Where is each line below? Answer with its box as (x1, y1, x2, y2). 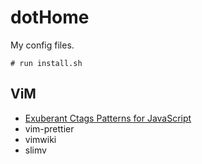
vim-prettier (24, 122, 75, 135)
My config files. (10, 39, 75, 51)
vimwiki (24, 133, 57, 145)
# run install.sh (10, 58, 83, 68)
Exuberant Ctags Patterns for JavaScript (24, 112, 192, 124)
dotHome (10, 6, 90, 29)
